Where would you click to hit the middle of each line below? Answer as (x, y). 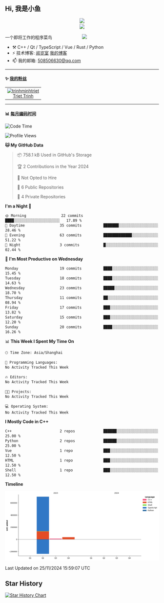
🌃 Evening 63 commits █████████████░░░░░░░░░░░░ (82, 235)
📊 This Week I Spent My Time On (40, 341)
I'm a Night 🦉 (18, 206)
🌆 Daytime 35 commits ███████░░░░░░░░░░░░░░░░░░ (82, 226)
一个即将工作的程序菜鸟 (29, 37)
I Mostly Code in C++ (27, 422)
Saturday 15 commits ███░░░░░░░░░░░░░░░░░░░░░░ (82, 317)
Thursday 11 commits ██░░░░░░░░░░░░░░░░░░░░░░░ (82, 298)
